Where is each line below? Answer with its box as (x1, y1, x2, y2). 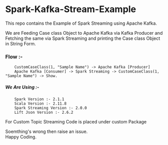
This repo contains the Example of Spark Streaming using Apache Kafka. (5, 20, 157, 26)
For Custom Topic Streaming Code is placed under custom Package (5, 119, 147, 125)
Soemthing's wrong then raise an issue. (5, 128, 88, 134)
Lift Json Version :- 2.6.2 (14, 110, 73, 115)
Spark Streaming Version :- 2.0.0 (14, 106, 87, 111)
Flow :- (5, 53, 23, 60)
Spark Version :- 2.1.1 (14, 97, 65, 102)
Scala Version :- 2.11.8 (14, 101, 67, 106)
